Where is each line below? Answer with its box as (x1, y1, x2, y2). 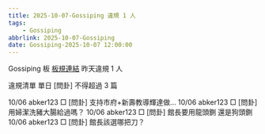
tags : (8, 19, 26, 27)
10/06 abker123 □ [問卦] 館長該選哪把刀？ (8, 117, 145, 127)
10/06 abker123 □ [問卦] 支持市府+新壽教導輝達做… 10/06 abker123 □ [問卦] (8, 98, 258, 107)
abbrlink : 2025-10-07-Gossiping (8, 33, 115, 42)
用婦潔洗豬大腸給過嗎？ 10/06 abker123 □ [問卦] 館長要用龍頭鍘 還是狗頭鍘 (8, 108, 253, 117)
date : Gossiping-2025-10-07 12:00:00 (8, 41, 133, 49)
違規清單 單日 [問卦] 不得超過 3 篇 (8, 81, 118, 90)
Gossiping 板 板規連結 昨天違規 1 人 (8, 64, 123, 74)
